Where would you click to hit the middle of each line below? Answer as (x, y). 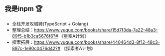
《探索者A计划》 (79, 48)
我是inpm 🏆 (24, 9)
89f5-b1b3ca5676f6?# (35, 36)
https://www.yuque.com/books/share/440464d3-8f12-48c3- (97, 42)
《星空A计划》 (74, 36)
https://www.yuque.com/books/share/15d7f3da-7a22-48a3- (96, 30)
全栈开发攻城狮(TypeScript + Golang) (50, 24)
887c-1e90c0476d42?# (36, 48)
